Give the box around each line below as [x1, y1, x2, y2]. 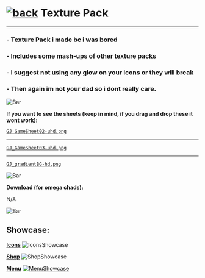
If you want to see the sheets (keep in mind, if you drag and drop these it [6, 110, 193, 117]
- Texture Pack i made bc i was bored [6, 35, 118, 44]
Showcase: [6, 225, 50, 235]
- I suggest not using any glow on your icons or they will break [6, 68, 194, 76]
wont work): [6, 116, 38, 124]
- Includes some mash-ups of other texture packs [6, 52, 157, 60]
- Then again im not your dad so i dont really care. [6, 84, 157, 93]
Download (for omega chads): [6, 184, 84, 191]
